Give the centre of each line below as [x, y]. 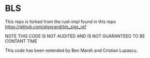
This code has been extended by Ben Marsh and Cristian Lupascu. [71, 50]
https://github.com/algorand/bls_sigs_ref [45, 26]
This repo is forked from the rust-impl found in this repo [60, 22]
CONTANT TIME [21, 41]
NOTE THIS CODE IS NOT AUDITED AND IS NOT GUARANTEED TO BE [75, 36]
